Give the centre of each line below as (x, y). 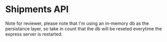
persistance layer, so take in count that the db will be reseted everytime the (83, 28)
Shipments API (37, 9)
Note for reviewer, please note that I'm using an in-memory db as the (77, 23)
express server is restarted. (34, 34)
